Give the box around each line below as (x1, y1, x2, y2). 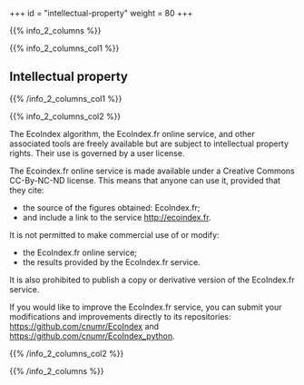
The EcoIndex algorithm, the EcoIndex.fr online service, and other (9, 128, 256, 139)
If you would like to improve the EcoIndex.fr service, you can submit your (9, 301, 283, 312)
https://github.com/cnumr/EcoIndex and (9, 321, 160, 331)
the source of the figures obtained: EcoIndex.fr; (22, 202, 201, 212)
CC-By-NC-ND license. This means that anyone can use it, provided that (9, 174, 281, 185)
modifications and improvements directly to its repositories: (9, 311, 231, 321)
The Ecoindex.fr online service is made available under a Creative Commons (9, 165, 295, 176)
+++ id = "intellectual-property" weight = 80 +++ (9, 8, 193, 18)
